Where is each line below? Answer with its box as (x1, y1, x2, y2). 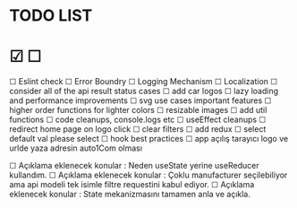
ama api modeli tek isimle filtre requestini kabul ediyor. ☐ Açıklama (9, 179, 255, 190)
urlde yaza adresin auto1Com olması (9, 143, 143, 153)
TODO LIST (9, 5, 93, 26)
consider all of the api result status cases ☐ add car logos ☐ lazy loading (9, 86, 279, 97)
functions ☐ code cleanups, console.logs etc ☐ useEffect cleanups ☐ (9, 114, 267, 126)
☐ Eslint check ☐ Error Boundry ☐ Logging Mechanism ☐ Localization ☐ (9, 76, 278, 87)
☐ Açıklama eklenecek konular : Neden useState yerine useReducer (9, 160, 259, 171)
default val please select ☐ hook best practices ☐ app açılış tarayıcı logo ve (9, 134, 289, 144)
